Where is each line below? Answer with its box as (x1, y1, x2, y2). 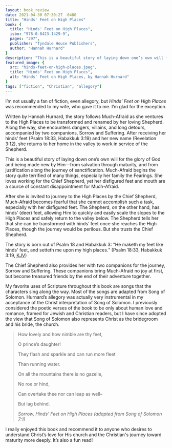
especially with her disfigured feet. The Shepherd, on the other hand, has (5, 204, 160, 210)
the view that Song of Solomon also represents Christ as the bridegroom (5, 316, 158, 322)
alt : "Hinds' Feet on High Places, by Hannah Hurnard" (10, 74, 130, 80)
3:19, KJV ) (5, 252, 27, 258)
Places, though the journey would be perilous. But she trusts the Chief (5, 226, 154, 232)
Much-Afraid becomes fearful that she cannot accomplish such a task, (5, 199, 155, 205)
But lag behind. (17, 401, 50, 407)
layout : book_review (5, 7, 50, 13)
